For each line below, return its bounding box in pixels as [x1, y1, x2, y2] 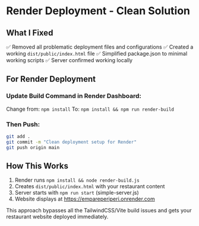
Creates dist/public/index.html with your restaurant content [14, 183, 165, 190]
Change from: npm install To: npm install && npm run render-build [6, 105, 174, 112]
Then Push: [6, 120, 40, 128]
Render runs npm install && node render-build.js [14, 176, 140, 184]
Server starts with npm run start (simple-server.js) [14, 189, 140, 196]
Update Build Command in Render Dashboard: [6, 92, 141, 100]
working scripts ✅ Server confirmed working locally [6, 57, 132, 63]
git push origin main [6, 144, 60, 150]
